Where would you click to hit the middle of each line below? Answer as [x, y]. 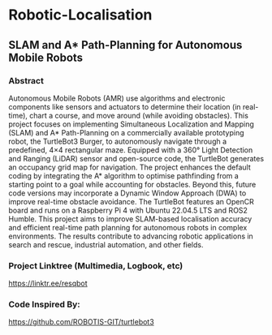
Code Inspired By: [45, 304]
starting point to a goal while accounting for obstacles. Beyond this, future [132, 184]
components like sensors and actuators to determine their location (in [125, 106]
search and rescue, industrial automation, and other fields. [106, 244]
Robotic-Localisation [80, 15]
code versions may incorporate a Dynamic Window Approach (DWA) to [127, 193]
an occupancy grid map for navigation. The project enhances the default [130, 167]
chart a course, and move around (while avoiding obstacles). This [139, 115]
